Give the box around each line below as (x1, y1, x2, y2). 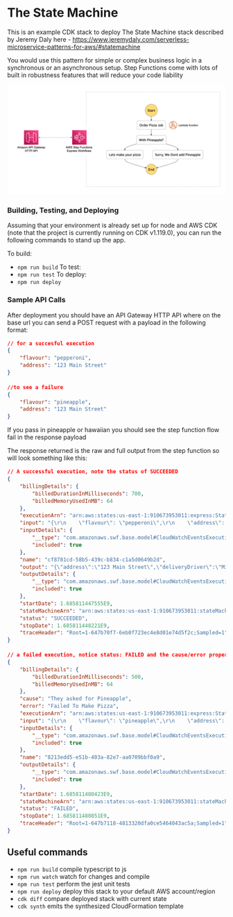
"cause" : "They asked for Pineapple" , (19, 695, 132, 702)
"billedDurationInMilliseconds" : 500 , (32, 673, 144, 680)
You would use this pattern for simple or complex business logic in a (7, 56, 202, 64)
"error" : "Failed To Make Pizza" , (19, 703, 119, 710)
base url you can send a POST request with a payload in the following (7, 318, 206, 327)
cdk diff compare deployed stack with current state (17, 894, 167, 902)
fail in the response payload (7, 433, 87, 442)
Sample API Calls (7, 295, 66, 305)
